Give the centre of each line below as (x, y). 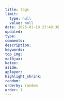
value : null (22, 23)
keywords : (15, 50)
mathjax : (14, 59)
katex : (12, 63)
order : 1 (14, 90)
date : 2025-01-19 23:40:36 (32, 27)
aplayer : (14, 72)
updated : (14, 32)
